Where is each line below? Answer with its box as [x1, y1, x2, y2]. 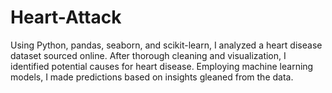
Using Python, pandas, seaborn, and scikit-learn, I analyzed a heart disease [10, 39, 323, 51]
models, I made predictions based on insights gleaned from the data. [10, 71, 294, 83]
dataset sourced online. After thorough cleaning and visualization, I [10, 49, 287, 61]
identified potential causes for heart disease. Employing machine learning [10, 60, 314, 72]
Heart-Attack [10, 6, 122, 29]
